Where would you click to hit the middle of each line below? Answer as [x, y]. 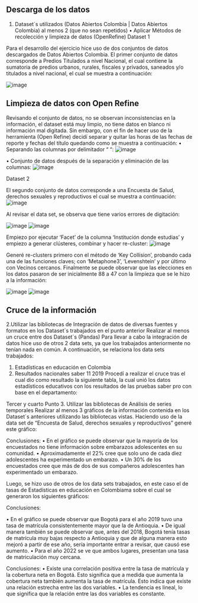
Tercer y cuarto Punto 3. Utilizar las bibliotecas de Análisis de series [89, 404]
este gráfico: [22, 429]
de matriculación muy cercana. [44, 557]
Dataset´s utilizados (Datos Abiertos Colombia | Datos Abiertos [91, 24]
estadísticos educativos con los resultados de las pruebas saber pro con [103, 386]
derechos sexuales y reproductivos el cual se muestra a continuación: [91, 196]
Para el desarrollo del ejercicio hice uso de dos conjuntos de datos [87, 48]
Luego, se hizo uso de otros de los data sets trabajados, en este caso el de [97, 484]
